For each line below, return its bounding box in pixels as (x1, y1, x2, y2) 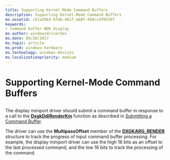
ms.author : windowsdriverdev (5, 31, 67, 36)
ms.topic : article (5, 41, 44, 46)
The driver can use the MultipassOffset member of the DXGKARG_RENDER (5, 128, 165, 134)
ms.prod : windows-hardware (5, 45, 63, 50)
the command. (5, 149, 36, 155)
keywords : (5, 21, 26, 27)
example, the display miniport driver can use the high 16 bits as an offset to (5, 139, 163, 145)
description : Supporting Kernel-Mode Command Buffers (5, 12, 122, 17)
